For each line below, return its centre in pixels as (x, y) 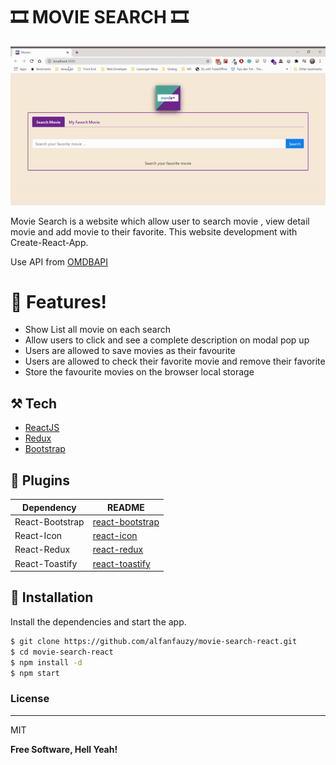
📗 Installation (52, 597)
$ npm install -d (46, 662)
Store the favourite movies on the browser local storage (139, 372)
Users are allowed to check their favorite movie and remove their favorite (175, 361)
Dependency (49, 507)
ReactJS (42, 428)
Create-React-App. (49, 242)
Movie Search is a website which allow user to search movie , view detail (160, 221)
